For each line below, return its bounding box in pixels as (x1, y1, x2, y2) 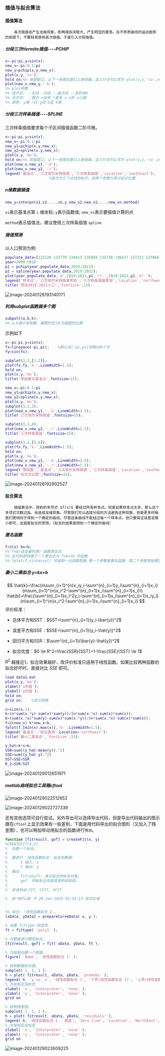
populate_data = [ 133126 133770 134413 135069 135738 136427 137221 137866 (5, 255, 160, 260)
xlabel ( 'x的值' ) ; (5, 684, 39, 689)
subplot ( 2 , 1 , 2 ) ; (5, 1009, 48, 1014)
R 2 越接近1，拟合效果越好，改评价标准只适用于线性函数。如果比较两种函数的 (5, 658, 160, 665)
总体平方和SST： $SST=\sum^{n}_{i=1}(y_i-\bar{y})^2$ (12, 617, 122, 622)
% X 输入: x (5, 860, 39, 865)
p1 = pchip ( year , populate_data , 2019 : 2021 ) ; (5, 264, 96, 269)
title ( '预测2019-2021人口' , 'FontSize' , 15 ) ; (5, 283, 92, 288)
